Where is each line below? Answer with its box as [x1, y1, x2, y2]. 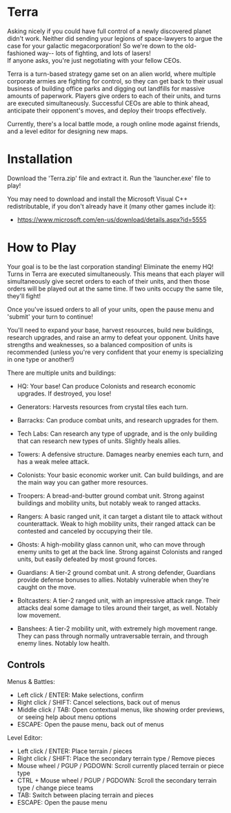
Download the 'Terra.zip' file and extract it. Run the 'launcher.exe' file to [7, 174, 211, 182]
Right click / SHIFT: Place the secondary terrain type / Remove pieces [17, 754, 215, 763]
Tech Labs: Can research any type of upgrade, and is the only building [17, 429, 217, 438]
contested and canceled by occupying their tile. [17, 527, 153, 535]
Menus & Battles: [7, 677, 55, 685]
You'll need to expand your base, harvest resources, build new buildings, [7, 326, 214, 334]
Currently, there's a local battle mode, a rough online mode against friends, [7, 119, 221, 128]
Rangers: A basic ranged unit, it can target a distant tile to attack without [17, 512, 223, 520]
